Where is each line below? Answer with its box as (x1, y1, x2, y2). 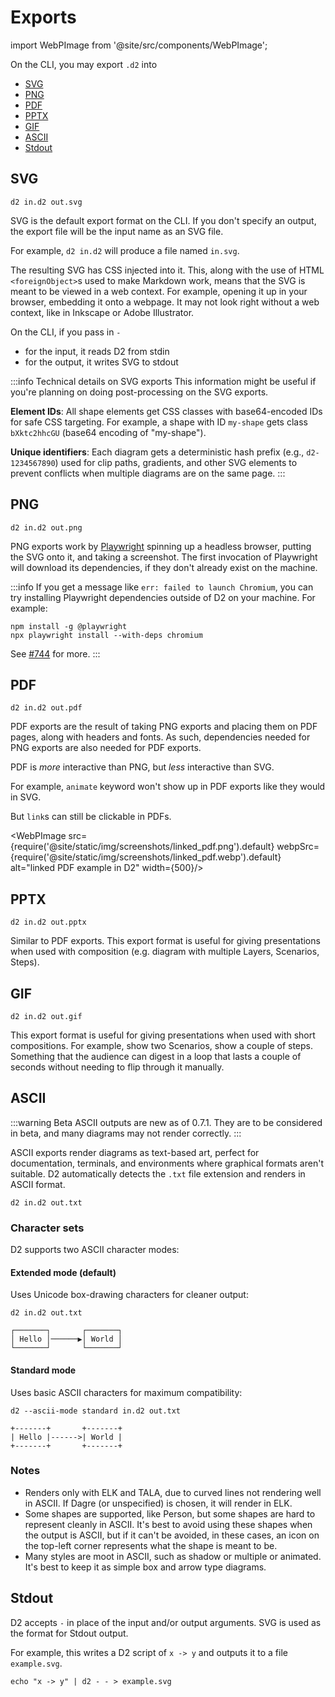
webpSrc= (276, 841, 320, 853)
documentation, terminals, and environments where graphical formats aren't (10, 1157, 324, 1169)
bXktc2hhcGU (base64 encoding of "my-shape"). (10, 426, 207, 438)
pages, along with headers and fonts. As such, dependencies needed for (10, 731, 311, 743)
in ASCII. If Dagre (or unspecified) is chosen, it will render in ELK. (24, 1497, 293, 1509)
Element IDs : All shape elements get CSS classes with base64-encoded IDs (10, 405, 323, 417)
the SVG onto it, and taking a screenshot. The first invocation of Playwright (10, 551, 318, 563)
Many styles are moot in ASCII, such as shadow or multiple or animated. (24, 1550, 322, 1562)
